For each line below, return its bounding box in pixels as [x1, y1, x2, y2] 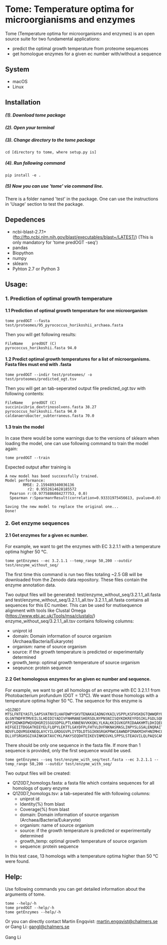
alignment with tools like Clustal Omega [5, 607, 86, 613]
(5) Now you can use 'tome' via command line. [5, 183, 103, 189]
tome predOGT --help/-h [5, 905, 55, 910]
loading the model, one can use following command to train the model [5, 440, 149, 446]
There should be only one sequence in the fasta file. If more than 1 [5, 742, 141, 748]
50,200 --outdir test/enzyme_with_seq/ [29, 761, 112, 766]
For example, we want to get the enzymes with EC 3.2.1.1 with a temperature [5, 543, 161, 549]
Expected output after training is [5, 464, 71, 470]
